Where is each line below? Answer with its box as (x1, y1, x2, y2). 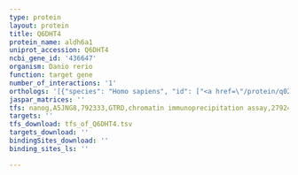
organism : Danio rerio (9, 63, 93, 72)
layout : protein (9, 21, 69, 30)
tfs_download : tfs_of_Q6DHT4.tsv (9, 120, 133, 129)
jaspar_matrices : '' (9, 95, 86, 104)
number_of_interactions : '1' (9, 79, 117, 87)
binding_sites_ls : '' (9, 144, 90, 153)
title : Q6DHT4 (9, 29, 62, 38)
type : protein (9, 12, 62, 22)
